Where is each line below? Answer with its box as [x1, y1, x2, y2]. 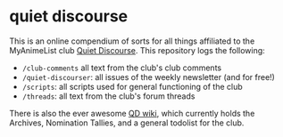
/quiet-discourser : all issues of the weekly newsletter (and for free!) [21, 71, 275, 82]
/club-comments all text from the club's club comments [21, 62, 221, 73]
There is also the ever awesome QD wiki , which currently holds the [9, 108, 255, 118]
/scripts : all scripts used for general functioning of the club [21, 81, 243, 92]
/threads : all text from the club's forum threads [21, 91, 196, 101]
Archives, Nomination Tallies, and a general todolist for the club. [9, 117, 245, 128]
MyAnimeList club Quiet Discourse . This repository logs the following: [9, 44, 265, 55]
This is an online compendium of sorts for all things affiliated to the [9, 36, 255, 46]
